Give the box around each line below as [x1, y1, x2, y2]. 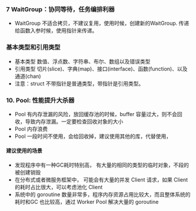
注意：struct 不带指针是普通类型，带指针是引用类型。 [14, 80, 144, 87]
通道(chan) [14, 72, 41, 80]
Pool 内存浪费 [14, 125, 48, 132]
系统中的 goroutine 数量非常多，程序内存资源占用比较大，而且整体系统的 [14, 191, 191, 198]
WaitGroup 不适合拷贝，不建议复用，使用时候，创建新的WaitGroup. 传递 [14, 19, 190, 27]
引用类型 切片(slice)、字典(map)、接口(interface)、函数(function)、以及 [14, 65, 188, 72]
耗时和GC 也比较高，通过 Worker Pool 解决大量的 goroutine [14, 199, 159, 206]
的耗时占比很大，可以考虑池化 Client [14, 184, 103, 191]
